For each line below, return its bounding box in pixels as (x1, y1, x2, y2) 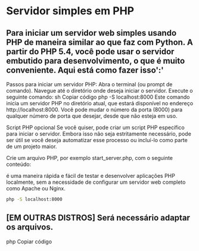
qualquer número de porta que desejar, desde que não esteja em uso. (6, 112, 178, 120)
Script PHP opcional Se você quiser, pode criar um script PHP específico (6, 124, 185, 131)
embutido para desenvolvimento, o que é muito (6, 55, 185, 66)
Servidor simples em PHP (6, 4, 135, 18)
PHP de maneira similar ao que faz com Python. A (6, 37, 194, 47)
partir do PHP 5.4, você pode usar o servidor (6, 46, 175, 57)
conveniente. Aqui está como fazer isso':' (6, 65, 164, 75)
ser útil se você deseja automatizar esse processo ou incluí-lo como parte (6, 137, 188, 143)
